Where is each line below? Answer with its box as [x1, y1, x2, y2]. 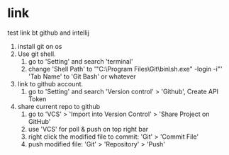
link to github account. [17, 79, 84, 88]
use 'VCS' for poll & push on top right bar [28, 125, 149, 133]
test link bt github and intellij [7, 28, 90, 37]
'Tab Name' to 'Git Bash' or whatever [28, 72, 136, 81]
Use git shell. [17, 50, 56, 58]
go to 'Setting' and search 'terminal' [28, 57, 133, 65]
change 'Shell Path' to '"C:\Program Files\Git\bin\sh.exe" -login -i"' [28, 64, 223, 73]
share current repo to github [17, 102, 101, 110]
